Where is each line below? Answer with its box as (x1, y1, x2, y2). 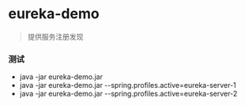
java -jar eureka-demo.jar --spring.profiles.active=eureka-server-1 (19, 81, 237, 90)
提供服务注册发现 (27, 32, 84, 41)
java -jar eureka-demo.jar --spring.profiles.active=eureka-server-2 (19, 89, 238, 99)
